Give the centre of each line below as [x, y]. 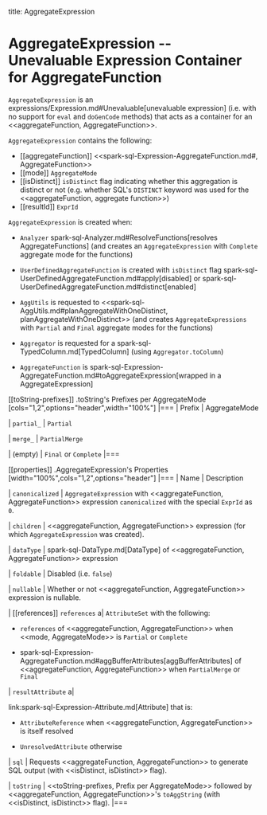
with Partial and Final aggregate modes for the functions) [116, 327]
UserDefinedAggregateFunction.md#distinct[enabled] [108, 287]
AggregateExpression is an [51, 100]
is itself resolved [46, 731]
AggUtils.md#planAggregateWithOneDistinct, [94, 311]
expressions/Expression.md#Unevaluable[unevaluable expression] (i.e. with [132, 108]
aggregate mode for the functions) [76, 254]
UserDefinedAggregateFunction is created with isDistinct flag [121, 269]
